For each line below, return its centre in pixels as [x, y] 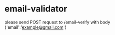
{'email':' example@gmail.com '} [36, 27]
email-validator [36, 9]
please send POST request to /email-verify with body [57, 22]
